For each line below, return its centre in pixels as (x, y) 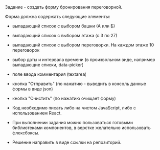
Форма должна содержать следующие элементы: (57, 16)
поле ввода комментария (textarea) (49, 74)
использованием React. (37, 113)
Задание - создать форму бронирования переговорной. (64, 7)
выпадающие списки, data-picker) (48, 65)
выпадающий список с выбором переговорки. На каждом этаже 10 (83, 45)
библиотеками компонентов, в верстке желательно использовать (81, 128)
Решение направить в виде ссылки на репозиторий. (67, 142)
